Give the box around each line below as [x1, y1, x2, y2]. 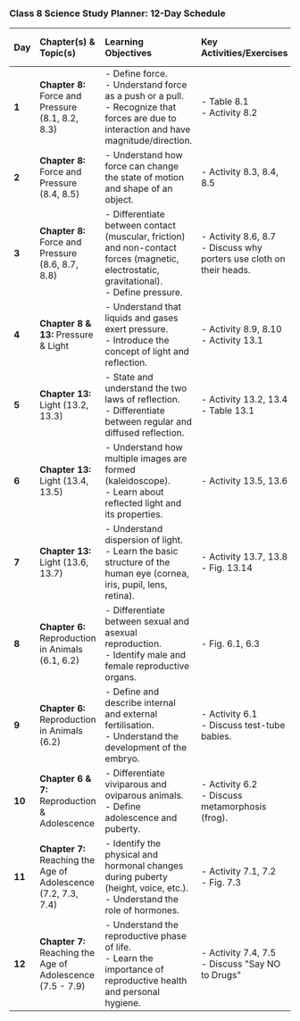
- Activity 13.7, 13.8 [200, 551, 288, 563]
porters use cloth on [200, 253, 286, 265]
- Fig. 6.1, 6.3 [200, 637, 261, 650]
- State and [104, 371, 154, 384]
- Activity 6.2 [200, 778, 258, 791]
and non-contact [104, 242, 177, 254]
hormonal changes [104, 859, 184, 872]
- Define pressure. [104, 286, 183, 299]
